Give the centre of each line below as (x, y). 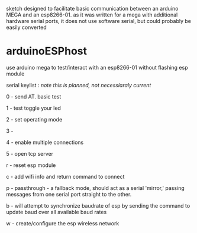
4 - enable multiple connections (45, 142)
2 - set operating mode (34, 119)
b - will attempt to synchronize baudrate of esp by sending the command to (98, 205)
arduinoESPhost (47, 51)
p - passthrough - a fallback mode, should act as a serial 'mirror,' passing (95, 188)
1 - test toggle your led (33, 108)
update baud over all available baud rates (56, 212)
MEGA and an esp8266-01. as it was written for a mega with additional (92, 15)
